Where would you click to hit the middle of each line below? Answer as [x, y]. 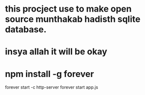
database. [26, 30]
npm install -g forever [49, 74]
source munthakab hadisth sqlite [73, 19]
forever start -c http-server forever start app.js [52, 87]
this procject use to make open [68, 9]
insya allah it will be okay [56, 52]
